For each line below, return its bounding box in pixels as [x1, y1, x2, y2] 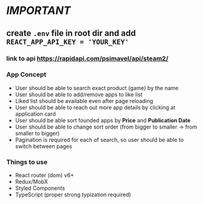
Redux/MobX [15, 178, 49, 186]
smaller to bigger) [15, 129, 60, 137]
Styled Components [15, 185, 66, 192]
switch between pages [15, 142, 72, 150]
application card [15, 110, 56, 118]
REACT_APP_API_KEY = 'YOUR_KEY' [6, 37, 129, 46]
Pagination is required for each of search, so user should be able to [15, 136, 184, 143]
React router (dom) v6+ [15, 172, 74, 179]
